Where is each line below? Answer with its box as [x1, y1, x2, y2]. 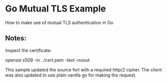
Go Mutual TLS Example [5, 3, 106, 14]
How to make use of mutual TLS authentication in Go [5, 19, 114, 25]
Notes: [5, 34, 26, 42]
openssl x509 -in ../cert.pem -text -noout [5, 57, 90, 63]
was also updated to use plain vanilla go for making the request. [5, 72, 137, 78]
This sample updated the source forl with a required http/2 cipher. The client [5, 66, 162, 72]
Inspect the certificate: [5, 47, 52, 53]
